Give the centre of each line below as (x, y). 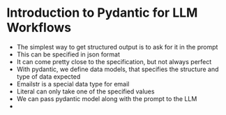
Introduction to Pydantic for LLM (102, 13)
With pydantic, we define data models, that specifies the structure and (118, 69)
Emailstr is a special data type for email (73, 84)
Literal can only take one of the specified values (85, 91)
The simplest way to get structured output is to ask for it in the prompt (117, 47)
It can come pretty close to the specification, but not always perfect (114, 61)
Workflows (39, 28)
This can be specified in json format (68, 54)
